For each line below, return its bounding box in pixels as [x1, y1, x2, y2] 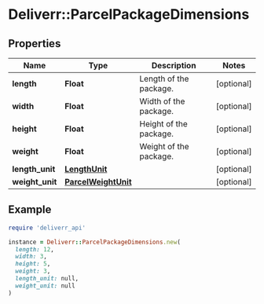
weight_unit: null [15, 281, 76, 290]
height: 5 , [15, 260, 51, 268]
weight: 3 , [15, 267, 51, 276]
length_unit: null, [15, 275, 79, 283]
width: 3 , [15, 253, 47, 261]
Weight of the [139, 141, 190, 152]
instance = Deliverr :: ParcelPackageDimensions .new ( [8, 238, 181, 246]
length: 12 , [15, 245, 55, 253]
